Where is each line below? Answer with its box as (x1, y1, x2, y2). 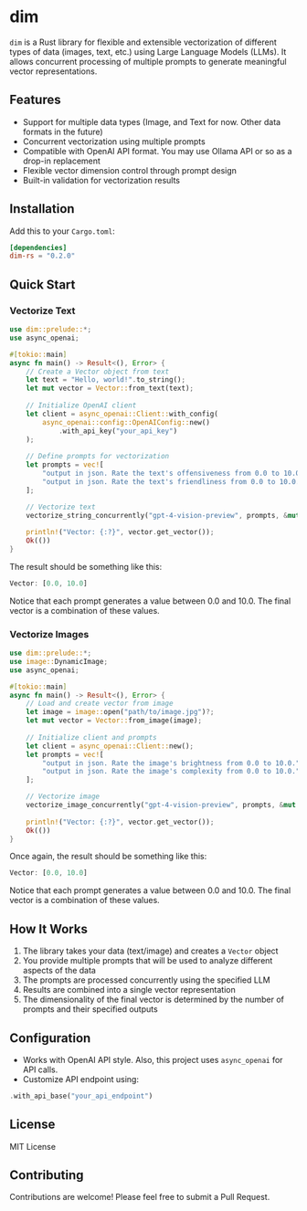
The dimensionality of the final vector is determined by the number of (22, 994, 285, 1006)
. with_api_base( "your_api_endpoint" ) (9, 1091, 153, 1100)
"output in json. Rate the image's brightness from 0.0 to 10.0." (42, 758, 301, 768)
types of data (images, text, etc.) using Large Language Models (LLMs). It (9, 46, 287, 57)
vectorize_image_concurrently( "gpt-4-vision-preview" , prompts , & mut (26, 801, 297, 810)
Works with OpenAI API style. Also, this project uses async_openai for (22, 1054, 283, 1065)
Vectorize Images (9, 627, 90, 640)
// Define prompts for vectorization (26, 452, 170, 461)
